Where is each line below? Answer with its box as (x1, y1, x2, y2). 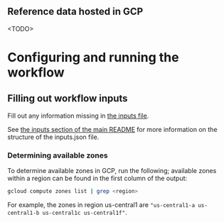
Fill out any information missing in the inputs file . (7, 111, 149, 120)
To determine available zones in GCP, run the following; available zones (7, 167, 217, 175)
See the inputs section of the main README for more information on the (7, 125, 218, 133)
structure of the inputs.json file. (7, 133, 100, 141)
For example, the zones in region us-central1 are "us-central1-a (7, 200, 196, 209)
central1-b (7, 209, 40, 216)
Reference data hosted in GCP (7, 6, 144, 18)
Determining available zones (7, 150, 108, 160)
